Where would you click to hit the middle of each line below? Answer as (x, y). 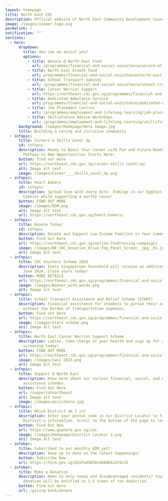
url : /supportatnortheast (45, 393)
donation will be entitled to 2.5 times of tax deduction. (86, 481)
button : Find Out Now (41, 425)
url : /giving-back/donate (45, 490)
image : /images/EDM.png (43, 206)
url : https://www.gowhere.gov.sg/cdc (58, 430)
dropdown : (28, 47)
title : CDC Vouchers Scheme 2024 (53, 262)
